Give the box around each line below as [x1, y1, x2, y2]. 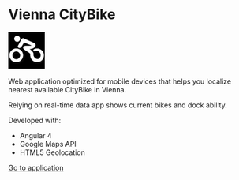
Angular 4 [19, 130, 53, 140]
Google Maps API [19, 139, 77, 148]
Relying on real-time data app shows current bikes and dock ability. [8, 100, 227, 110]
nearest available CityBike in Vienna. [8, 84, 127, 94]
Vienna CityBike [8, 6, 116, 24]
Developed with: [8, 115, 62, 125]
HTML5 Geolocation [19, 148, 85, 157]
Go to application [8, 163, 64, 172]
